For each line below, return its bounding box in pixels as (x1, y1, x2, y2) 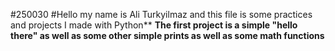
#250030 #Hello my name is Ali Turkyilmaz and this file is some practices (10, 9, 313, 20)
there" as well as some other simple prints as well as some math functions (10, 30, 325, 41)
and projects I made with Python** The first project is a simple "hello (10, 19, 298, 31)
